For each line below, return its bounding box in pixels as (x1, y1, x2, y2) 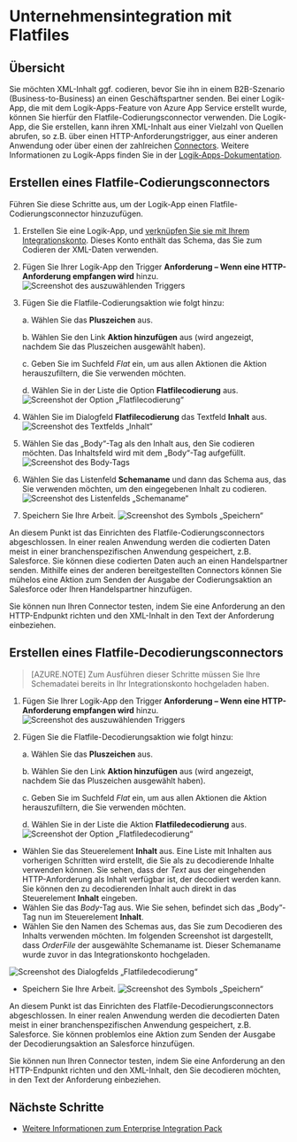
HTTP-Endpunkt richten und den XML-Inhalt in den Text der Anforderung (9, 610, 275, 621)
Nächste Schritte (9, 1100, 104, 1115)
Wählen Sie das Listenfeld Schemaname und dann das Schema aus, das (21, 474, 287, 485)
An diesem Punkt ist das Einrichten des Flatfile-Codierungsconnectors (9, 527, 265, 538)
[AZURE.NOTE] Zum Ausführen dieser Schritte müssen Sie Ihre (30, 669, 261, 680)
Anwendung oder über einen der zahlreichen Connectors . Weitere (9, 140, 249, 151)
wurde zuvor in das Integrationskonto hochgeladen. (21, 949, 210, 959)
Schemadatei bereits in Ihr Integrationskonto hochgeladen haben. (30, 678, 270, 688)
